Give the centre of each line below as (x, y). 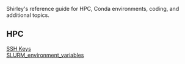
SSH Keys (19, 48)
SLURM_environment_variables (45, 55)
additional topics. (28, 15)
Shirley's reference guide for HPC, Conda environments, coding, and (93, 9)
